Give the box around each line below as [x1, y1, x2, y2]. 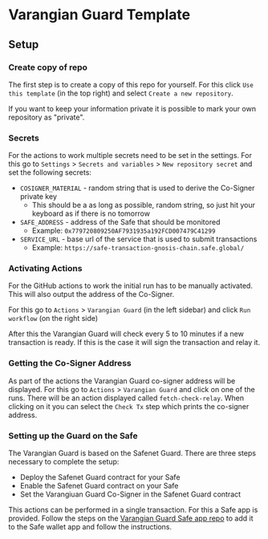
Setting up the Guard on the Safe [8, 430, 138, 441]
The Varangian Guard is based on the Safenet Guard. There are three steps [8, 448, 257, 458]
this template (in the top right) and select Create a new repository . [8, 88, 234, 98]
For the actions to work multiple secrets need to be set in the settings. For [8, 151, 253, 160]
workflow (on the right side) [8, 314, 99, 323]
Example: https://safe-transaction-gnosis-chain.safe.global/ [31, 243, 245, 253]
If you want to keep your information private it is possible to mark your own [8, 103, 257, 113]
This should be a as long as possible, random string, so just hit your [31, 201, 255, 210]
